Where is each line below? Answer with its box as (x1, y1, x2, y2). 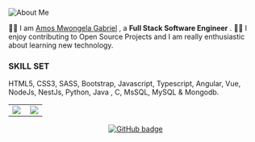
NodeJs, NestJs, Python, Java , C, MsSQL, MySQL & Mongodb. (8, 87, 219, 97)
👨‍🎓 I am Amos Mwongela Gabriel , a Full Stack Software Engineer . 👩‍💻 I (8, 23, 248, 32)
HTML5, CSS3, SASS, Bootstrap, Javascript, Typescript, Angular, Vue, (8, 79, 241, 89)
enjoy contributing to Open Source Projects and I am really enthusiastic (8, 32, 245, 41)
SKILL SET (8, 61, 50, 72)
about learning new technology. (8, 40, 114, 50)
